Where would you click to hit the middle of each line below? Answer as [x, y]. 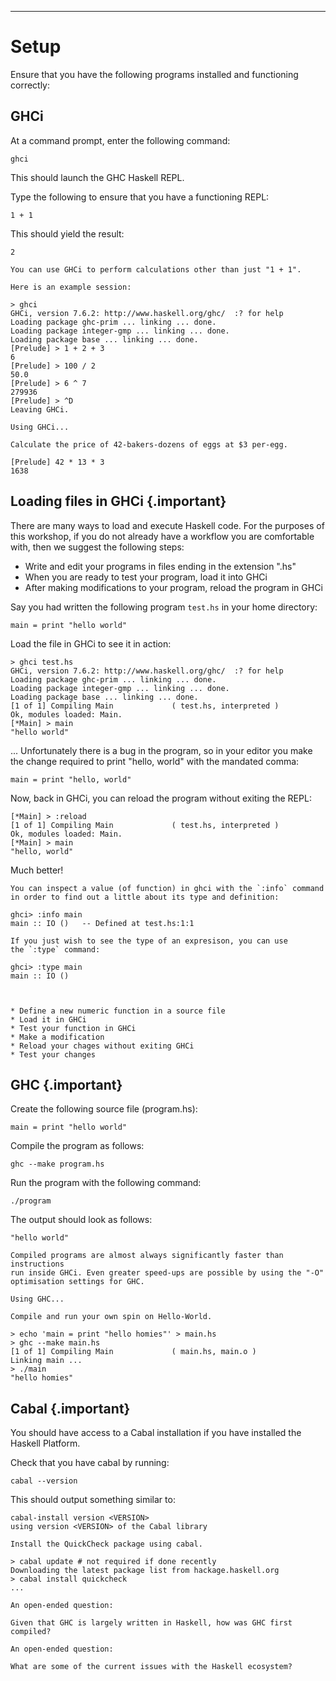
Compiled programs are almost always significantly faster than [147, 1256]
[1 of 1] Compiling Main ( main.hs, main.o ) [133, 1352]
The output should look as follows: [81, 1220]
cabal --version [44, 1481]
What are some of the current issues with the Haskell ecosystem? [151, 1667]
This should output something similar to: [93, 1500]
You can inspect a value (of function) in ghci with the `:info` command [167, 888]
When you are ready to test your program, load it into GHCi [146, 577]
